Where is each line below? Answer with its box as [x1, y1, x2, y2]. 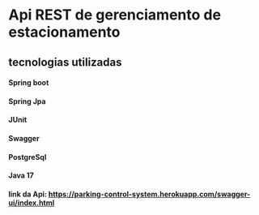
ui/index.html [8, 197, 55, 208]
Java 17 [8, 170, 34, 180]
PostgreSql [8, 152, 47, 161]
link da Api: [8, 189, 47, 199]
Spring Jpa [8, 96, 46, 106]
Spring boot [8, 78, 49, 88]
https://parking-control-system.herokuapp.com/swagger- [48, 189, 251, 199]
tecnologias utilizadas [8, 55, 123, 69]
